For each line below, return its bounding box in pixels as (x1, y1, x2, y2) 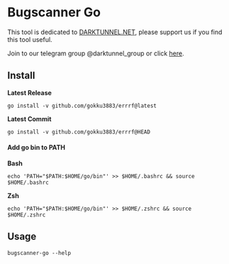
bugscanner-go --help (7, 249, 72, 256)
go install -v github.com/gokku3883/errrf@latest (7, 102, 157, 109)
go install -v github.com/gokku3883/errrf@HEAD (7, 128, 151, 136)
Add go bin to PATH (7, 143, 66, 152)
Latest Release (7, 88, 52, 97)
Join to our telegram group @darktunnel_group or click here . (7, 49, 184, 57)
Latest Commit (7, 114, 52, 123)
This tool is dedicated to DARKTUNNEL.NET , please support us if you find (7, 28, 223, 36)
